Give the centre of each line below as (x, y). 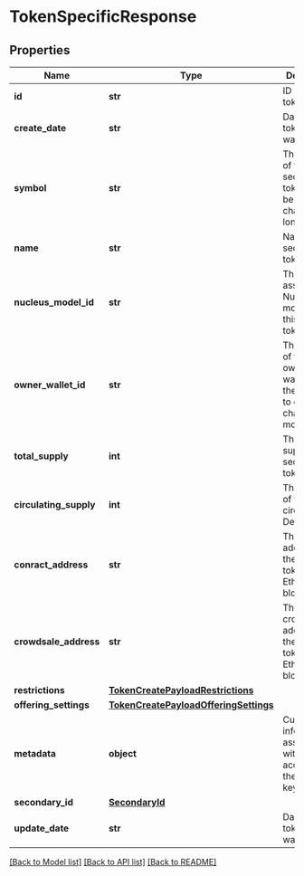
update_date (42, 828)
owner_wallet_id (50, 385)
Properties (40, 50)
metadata (35, 753)
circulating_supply (55, 505)
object (123, 753)
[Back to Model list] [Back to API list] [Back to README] (113, 862)
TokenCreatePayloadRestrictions (181, 690)
